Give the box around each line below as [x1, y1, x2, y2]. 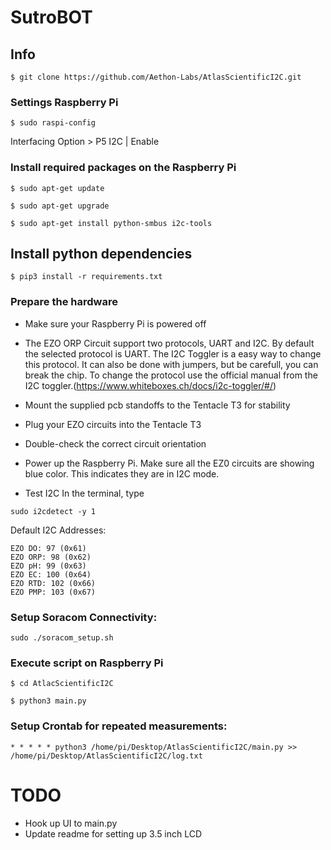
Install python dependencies [10, 245, 193, 262]
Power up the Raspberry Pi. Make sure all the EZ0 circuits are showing [24, 457, 315, 469]
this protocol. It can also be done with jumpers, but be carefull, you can [24, 358, 319, 370]
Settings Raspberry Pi [10, 95, 119, 109]
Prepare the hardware [10, 295, 118, 309]
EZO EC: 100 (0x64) [10, 569, 92, 580]
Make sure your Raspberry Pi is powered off [24, 317, 207, 330]
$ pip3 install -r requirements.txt [10, 272, 163, 282]
